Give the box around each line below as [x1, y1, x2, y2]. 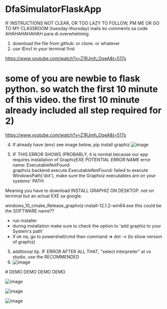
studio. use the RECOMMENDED [12, 253, 79, 259]
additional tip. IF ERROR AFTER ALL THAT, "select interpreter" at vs [12, 248, 151, 254]
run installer [12, 217, 37, 223]
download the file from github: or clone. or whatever [12, 40, 120, 46]
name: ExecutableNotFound [12, 161, 70, 168]
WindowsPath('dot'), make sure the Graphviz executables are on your [12, 172, 156, 178]
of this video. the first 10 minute [5, 94, 140, 105]
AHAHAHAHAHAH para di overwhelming [5, 30, 89, 36]
